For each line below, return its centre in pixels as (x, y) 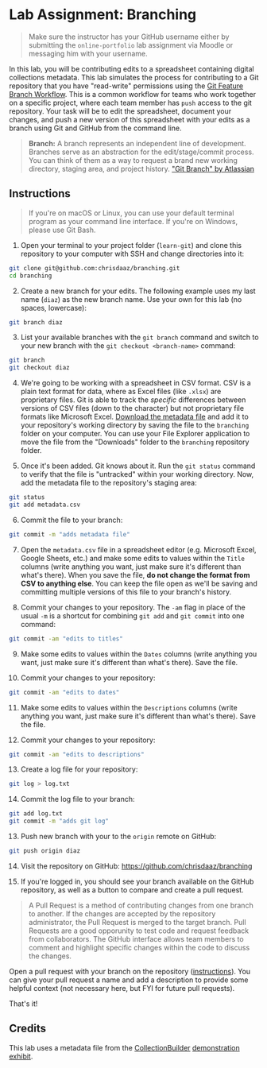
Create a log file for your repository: (79, 769)
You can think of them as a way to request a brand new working (133, 160)
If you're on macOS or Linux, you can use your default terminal (131, 213)
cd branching (31, 276)
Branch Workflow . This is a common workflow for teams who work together (133, 94)
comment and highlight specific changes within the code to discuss (139, 947)
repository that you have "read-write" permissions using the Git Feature (126, 86)
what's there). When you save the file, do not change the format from (135, 575)
